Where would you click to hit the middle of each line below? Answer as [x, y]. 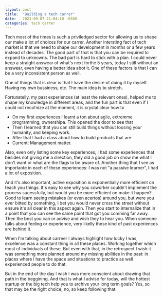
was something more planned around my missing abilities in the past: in [77, 254]
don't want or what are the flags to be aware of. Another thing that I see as [80, 163]
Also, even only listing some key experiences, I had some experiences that [80, 152]
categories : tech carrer [30, 23]
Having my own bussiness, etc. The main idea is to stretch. [64, 88]
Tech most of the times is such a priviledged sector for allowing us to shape [81, 37]
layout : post [18, 9]
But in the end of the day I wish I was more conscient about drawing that [78, 274]
